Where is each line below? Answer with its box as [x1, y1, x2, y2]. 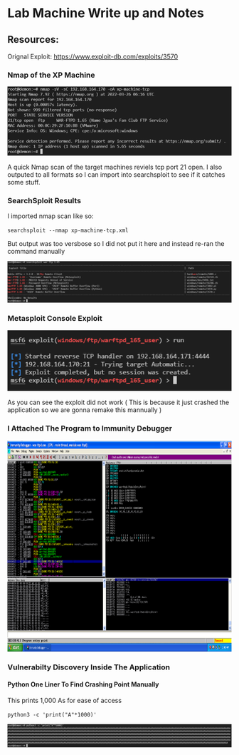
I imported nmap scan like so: [7, 212, 94, 220]
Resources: [7, 34, 59, 46]
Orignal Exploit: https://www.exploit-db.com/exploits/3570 [7, 52, 179, 61]
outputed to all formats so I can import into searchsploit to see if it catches [7, 170, 225, 179]
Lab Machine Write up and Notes [7, 5, 204, 21]
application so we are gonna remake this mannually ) [7, 406, 162, 414]
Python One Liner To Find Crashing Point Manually [7, 680, 159, 689]
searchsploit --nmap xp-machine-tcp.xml [7, 227, 129, 235]
